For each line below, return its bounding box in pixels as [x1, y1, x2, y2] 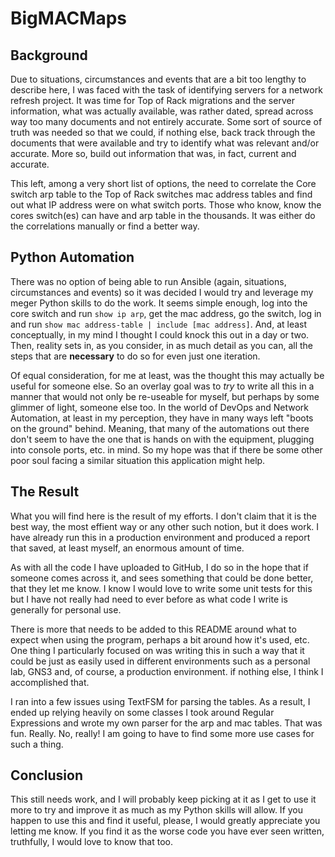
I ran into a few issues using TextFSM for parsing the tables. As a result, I [10, 695, 311, 707]
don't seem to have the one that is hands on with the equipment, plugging [10, 433, 315, 445]
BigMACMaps [10, 7, 128, 30]
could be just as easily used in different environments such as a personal [10, 655, 311, 667]
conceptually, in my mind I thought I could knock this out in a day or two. [10, 328, 310, 341]
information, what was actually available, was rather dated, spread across [10, 105, 314, 117]
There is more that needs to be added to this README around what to [10, 623, 297, 635]
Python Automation [10, 249, 135, 266]
